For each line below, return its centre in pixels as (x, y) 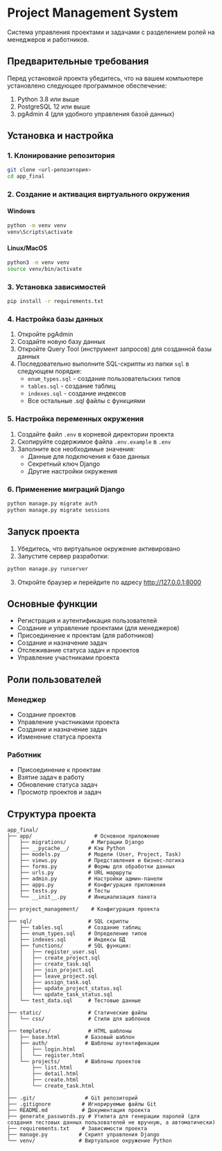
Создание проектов (46, 714)
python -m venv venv (37, 226)
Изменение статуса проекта (59, 737)
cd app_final (26, 177)
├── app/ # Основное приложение (83, 836)
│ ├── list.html (40, 1068)
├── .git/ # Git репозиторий (72, 1098)
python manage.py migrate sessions (59, 510)
